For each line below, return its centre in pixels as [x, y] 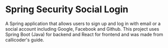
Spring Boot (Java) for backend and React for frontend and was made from [84, 34]
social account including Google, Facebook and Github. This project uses [82, 29]
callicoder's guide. [25, 40]
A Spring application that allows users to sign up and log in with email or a [83, 23]
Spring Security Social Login [67, 9]
